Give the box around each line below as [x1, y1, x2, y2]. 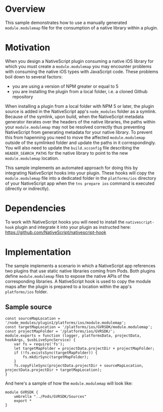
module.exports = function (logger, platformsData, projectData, [5, 333, 141, 338]
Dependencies [5, 203, 66, 214]
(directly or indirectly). [5, 185, 50, 192]
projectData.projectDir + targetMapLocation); [5, 367, 102, 372]
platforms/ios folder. [5, 289, 48, 294]
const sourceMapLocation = [5, 316, 60, 321]
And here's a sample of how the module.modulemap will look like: [5, 380, 133, 386]
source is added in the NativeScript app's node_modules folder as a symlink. [5, 108, 157, 114]
